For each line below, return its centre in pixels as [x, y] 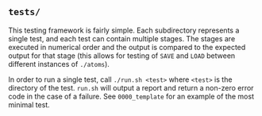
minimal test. [29, 104]
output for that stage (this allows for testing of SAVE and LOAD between [122, 56]
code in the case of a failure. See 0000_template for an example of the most [131, 96]
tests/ [25, 12]
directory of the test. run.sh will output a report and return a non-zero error [131, 87]
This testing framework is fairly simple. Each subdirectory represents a [124, 30]
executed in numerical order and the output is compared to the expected [127, 47]
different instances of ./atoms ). [59, 64]
